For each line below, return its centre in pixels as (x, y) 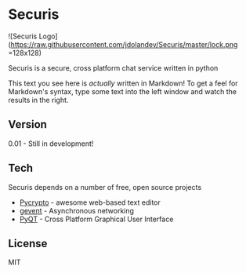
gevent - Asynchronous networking (77, 210)
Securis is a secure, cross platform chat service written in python (113, 67)
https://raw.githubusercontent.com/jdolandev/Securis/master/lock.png (124, 44)
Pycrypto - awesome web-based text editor (90, 202)
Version (27, 124)
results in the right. (38, 100)
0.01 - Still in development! (51, 144)
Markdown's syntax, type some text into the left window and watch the (123, 91)
